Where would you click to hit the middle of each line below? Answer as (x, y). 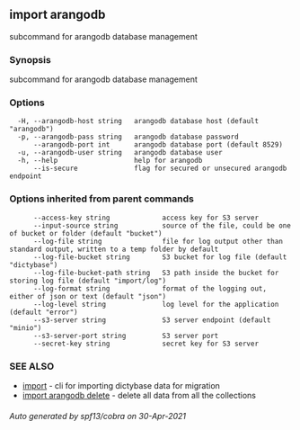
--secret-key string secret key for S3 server (146, 344)
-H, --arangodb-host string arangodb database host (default (138, 121)
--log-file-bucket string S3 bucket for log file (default (160, 257)
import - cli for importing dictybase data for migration (121, 385)
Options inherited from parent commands (102, 199)
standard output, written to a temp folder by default (114, 249)
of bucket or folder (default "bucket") (86, 233)
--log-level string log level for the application (156, 304)
